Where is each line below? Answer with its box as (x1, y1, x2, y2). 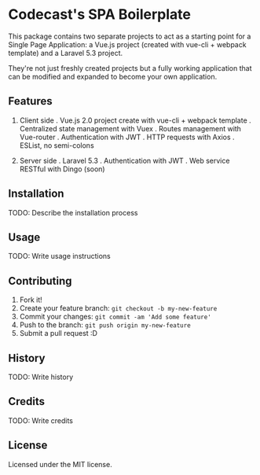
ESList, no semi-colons (19, 140, 94, 150)
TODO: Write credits (8, 415, 73, 425)
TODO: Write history (8, 372, 74, 381)
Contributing (8, 274, 72, 288)
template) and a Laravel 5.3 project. (8, 48, 123, 57)
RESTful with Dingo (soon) (19, 164, 105, 174)
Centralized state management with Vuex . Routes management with (19, 123, 242, 133)
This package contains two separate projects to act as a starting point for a (8, 31, 251, 41)
